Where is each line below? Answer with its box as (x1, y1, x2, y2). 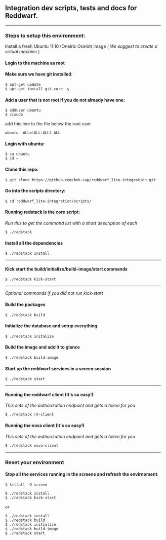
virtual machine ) (5, 49, 40, 55)
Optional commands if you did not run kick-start (5, 290, 103, 296)
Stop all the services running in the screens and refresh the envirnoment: (5, 471, 159, 477)
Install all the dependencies (5, 240, 63, 246)
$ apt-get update (5, 82, 41, 87)
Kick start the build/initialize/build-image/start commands (5, 266, 127, 272)
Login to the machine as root (5, 60, 65, 66)
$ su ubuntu (5, 152, 30, 157)
